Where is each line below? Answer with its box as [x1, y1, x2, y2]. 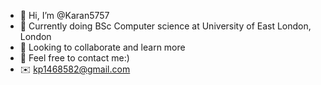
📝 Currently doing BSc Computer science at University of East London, [19, 20, 312, 32]
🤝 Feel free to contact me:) [19, 52, 130, 64]
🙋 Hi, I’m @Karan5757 [19, 10, 110, 21]
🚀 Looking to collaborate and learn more [19, 41, 186, 53]
